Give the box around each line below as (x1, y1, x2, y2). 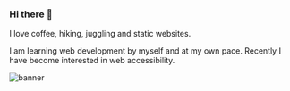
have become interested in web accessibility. (9, 55, 175, 66)
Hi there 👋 (9, 8, 54, 21)
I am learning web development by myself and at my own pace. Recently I (9, 45, 282, 56)
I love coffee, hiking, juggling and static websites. (9, 29, 192, 39)
